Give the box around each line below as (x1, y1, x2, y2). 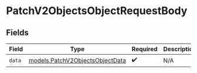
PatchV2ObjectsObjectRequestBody (6, 4, 188, 18)
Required (131, 45, 158, 53)
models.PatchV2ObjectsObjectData (28, 56, 126, 64)
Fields (6, 28, 29, 38)
